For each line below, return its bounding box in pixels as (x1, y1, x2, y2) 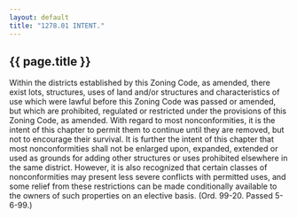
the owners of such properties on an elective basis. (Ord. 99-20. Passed (9, 191, 273, 201)
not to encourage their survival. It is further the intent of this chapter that (9, 134, 275, 144)
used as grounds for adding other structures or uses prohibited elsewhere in (9, 152, 288, 164)
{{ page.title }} (9, 54, 91, 69)
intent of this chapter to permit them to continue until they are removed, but (9, 125, 285, 136)
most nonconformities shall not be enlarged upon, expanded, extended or (9, 144, 278, 154)
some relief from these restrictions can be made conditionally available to (9, 181, 277, 191)
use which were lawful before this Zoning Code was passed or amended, (9, 97, 277, 107)
